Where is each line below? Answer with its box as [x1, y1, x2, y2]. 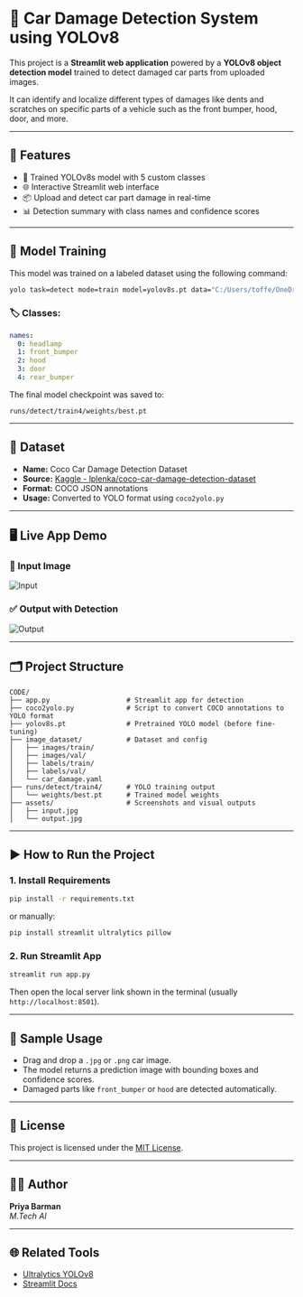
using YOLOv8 [9, 27, 120, 48]
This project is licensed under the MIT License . [9, 1142, 184, 1152]
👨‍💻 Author [9, 1177, 69, 1192]
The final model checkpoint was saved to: [9, 388, 165, 400]
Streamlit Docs [22, 1278, 78, 1290]
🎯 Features [9, 148, 71, 163]
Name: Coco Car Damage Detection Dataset [22, 463, 188, 474]
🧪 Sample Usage [9, 1031, 104, 1046]
